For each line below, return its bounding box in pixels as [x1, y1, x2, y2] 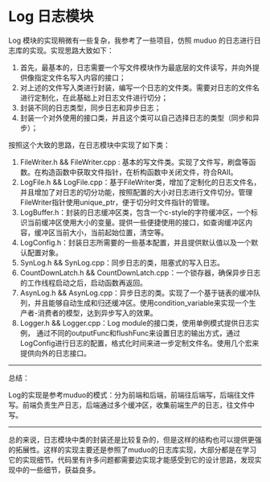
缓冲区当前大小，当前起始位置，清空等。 [34, 227, 169, 237]
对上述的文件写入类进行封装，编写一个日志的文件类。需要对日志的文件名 [19, 82, 260, 93]
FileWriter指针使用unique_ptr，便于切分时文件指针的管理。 [19, 197, 215, 207]
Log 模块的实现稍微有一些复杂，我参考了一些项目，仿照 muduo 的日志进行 [8, 35, 255, 45]
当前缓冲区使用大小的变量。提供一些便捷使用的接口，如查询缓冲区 [27, 217, 246, 227]
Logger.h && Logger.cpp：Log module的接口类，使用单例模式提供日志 [19, 318, 253, 328]
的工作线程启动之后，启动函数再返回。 [19, 278, 147, 287]
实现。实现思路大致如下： [29, 45, 114, 55]
